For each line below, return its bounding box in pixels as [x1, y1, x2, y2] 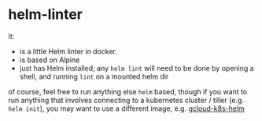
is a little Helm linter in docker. [19, 46, 118, 56]
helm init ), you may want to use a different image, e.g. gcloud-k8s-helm [8, 104, 245, 113]
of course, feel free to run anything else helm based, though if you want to [8, 86, 248, 96]
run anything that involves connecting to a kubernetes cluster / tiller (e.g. [8, 95, 244, 104]
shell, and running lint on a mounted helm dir [19, 71, 169, 81]
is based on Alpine [19, 55, 80, 64]
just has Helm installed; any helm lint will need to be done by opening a [19, 63, 254, 72]
